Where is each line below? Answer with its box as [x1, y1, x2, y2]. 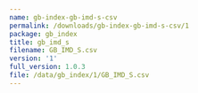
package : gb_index [9, 29, 78, 38]
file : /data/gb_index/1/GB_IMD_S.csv [9, 71, 150, 80]
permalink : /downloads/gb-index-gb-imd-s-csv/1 [9, 21, 190, 30]
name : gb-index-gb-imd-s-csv [9, 12, 118, 22]
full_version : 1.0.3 [9, 63, 87, 72]
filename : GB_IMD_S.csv [9, 46, 98, 55]
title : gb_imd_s [9, 37, 70, 47]
